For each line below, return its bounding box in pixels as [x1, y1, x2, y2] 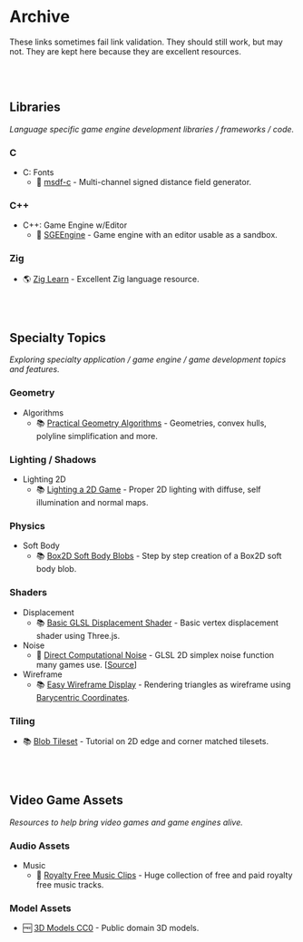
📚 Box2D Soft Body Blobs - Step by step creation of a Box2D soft [35, 551, 282, 562]
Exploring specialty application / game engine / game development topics [9, 354, 287, 365]
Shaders [9, 586, 48, 599]
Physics [9, 519, 45, 532]
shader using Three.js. [35, 630, 121, 641]
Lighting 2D [22, 474, 66, 485]
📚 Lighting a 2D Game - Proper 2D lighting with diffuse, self [35, 484, 261, 496]
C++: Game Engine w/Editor [22, 220, 128, 231]
